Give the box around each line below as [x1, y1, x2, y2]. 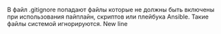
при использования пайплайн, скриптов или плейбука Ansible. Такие [7, 13, 209, 21]
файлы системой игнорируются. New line [7, 20, 128, 27]
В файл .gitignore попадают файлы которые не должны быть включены [7, 6, 215, 13]
